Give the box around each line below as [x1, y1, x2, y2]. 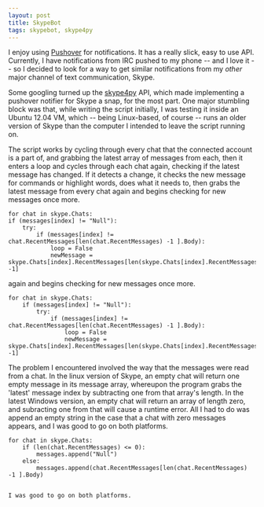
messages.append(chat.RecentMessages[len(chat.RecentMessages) [36, 465, 247, 472]
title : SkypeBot [8, 19, 61, 27]
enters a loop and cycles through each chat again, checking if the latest [8, 162, 240, 171]
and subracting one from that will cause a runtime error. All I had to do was [8, 405, 250, 414]
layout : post [8, 11, 51, 20]
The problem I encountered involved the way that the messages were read [8, 363, 249, 373]
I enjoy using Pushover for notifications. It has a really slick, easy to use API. [8, 48, 255, 57]
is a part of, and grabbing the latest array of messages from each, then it [8, 153, 244, 163]
